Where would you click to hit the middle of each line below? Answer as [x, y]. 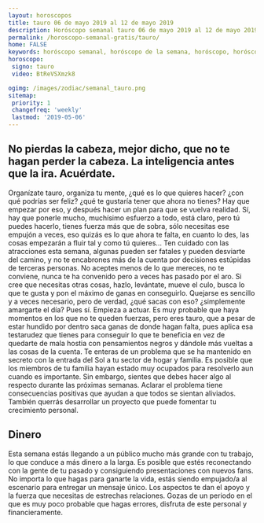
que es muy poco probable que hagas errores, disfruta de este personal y [128, 503]
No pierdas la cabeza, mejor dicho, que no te [119, 149]
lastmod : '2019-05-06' [49, 118]
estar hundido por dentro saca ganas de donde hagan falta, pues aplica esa [131, 326]
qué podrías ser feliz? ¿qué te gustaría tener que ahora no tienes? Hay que [129, 201]
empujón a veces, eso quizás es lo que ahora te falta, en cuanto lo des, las [129, 234]
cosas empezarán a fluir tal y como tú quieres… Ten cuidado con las [119, 243]
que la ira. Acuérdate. [62, 174]
